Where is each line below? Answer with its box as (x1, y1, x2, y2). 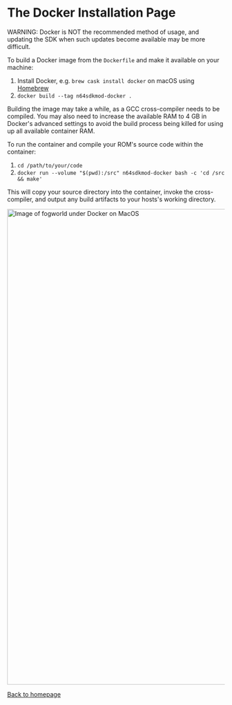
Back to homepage (7, 690, 61, 698)
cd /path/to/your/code (17, 162, 83, 169)
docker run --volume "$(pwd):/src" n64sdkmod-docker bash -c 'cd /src (17, 170, 225, 176)
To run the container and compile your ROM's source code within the (7, 140, 204, 148)
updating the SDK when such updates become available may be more (7, 35, 206, 43)
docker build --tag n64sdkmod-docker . (17, 92, 133, 100)
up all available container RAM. (7, 127, 95, 135)
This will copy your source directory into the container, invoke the (7, 187, 193, 196)
